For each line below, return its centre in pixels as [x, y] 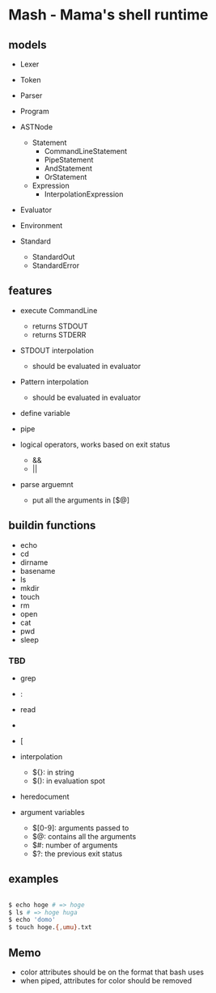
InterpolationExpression [84, 194]
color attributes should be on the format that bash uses [112, 972]
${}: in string [53, 772]
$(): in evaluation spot [68, 781]
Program [35, 111]
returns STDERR [59, 334]
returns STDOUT [60, 326]
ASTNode [36, 127]
